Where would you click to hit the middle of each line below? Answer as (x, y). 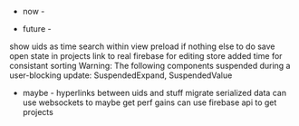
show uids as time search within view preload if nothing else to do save (142, 46)
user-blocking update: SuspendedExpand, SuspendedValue (121, 75)
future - (37, 29)
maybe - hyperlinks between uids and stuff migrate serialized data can (154, 93)
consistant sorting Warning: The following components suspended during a (150, 66)
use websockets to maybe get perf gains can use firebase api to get (149, 102)
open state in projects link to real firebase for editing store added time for (146, 56)
